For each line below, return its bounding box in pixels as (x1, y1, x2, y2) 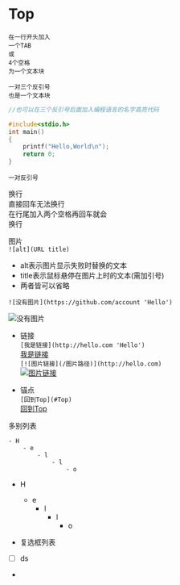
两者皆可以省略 (19, 281, 70, 290)
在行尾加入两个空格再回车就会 (8, 209, 107, 219)
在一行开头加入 (8, 33, 51, 41)
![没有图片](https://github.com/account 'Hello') (8, 299, 173, 307)
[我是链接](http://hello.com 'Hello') (19, 341, 145, 349)
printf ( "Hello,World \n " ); (22, 143, 110, 151)
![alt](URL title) (8, 245, 70, 254)
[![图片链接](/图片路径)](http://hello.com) (19, 360, 162, 368)
